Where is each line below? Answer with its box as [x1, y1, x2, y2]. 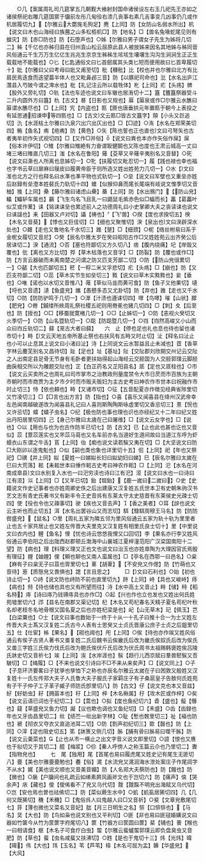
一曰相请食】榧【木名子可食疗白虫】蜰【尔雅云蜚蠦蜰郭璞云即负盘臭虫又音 [6, 827, 192, 833]
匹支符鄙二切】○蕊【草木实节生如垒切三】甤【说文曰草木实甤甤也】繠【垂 [6, 271, 192, 279]
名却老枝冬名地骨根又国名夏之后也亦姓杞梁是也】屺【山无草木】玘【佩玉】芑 [6, 606, 198, 613]
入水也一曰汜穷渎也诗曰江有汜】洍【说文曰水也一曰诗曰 [56, 469, 195, 476]
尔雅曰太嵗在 [165, 454, 197, 461]
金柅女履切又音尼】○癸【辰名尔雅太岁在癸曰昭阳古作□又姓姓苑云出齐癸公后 [6, 234, 197, 240]
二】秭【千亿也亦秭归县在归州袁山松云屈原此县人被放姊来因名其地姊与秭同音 [6, 43, 198, 50]
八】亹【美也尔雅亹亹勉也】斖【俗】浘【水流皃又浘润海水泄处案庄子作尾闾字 [6, 758, 198, 765]
